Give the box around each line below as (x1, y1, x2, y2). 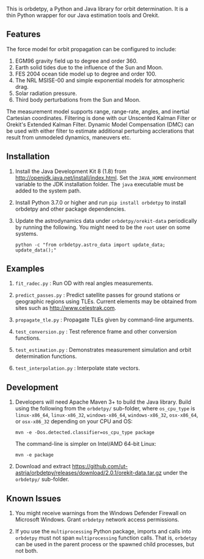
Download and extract (15, 463, 71, 470)
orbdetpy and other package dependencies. (15, 205, 126, 213)
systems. (15, 230, 38, 237)
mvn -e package (15, 452, 54, 459)
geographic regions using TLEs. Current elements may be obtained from (15, 298, 197, 305)
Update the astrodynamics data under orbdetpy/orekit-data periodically (15, 217, 197, 224)
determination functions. (15, 353, 77, 360)
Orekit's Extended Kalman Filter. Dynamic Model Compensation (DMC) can (6, 121, 194, 128)
